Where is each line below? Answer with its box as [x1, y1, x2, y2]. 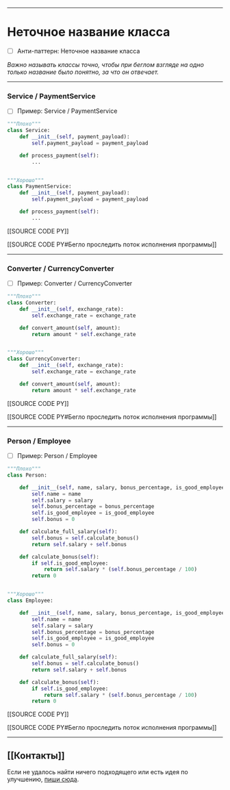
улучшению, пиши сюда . [7, 775, 79, 784]
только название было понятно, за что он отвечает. [7, 68, 159, 76]
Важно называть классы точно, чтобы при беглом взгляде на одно [7, 61, 204, 68]
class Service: [7, 127, 51, 134]
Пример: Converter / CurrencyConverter [16, 279, 133, 288]
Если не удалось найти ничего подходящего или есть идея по [7, 768, 188, 776]
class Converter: [7, 299, 57, 307]
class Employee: [7, 597, 53, 604]
